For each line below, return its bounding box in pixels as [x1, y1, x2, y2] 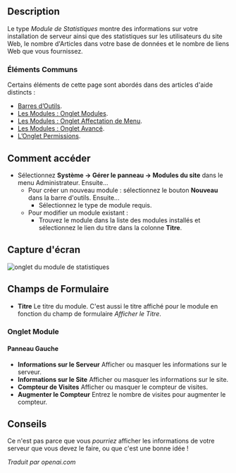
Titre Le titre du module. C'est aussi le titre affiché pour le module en [17, 301, 218, 310]
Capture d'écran [7, 244, 81, 256]
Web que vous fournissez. [7, 47, 83, 55]
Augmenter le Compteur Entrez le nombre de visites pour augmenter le [17, 390, 226, 398]
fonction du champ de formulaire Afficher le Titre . [17, 309, 162, 318]
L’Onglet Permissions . [17, 132, 81, 140]
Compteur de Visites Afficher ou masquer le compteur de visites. [17, 383, 209, 391]
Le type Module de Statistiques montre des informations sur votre [7, 24, 199, 32]
